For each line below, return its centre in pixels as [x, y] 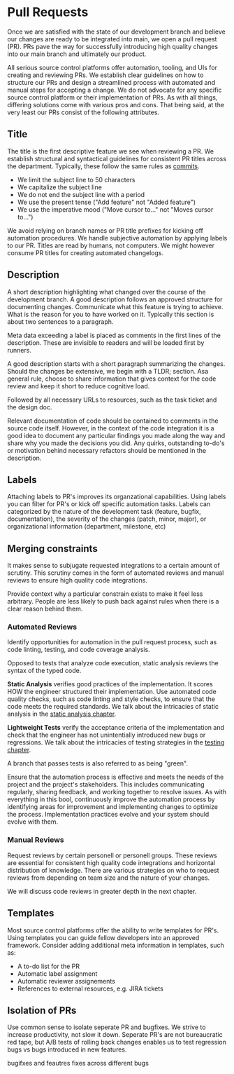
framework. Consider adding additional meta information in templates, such [116, 945]
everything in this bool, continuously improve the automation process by [111, 799]
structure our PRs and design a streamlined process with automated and [111, 82]
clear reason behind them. [45, 609]
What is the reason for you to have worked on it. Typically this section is [111, 314]
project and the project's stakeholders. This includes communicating [106, 784]
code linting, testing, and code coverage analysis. [79, 650]
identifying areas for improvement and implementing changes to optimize [113, 807]
